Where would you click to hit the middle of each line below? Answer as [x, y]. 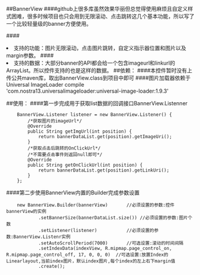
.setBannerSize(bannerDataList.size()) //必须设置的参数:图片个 [115, 218]
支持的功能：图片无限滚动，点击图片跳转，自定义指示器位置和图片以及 [100, 48]
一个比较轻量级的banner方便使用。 [49, 24]
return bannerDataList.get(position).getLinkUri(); [104, 170]
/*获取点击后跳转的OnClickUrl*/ [64, 148]
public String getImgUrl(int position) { [80, 132]
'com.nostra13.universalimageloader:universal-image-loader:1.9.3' [87, 91]
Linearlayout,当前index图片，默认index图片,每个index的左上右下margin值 [91, 261]
